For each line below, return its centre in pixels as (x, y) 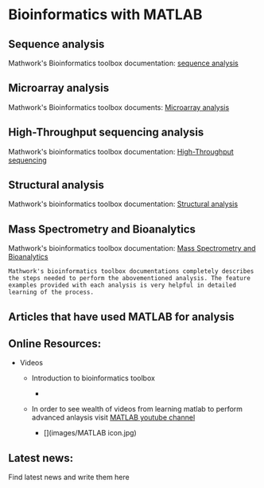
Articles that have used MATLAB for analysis (121, 316)
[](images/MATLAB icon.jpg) (90, 433)
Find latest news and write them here (69, 477)
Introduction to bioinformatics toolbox (93, 378)
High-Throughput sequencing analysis (106, 133)
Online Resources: (55, 344)
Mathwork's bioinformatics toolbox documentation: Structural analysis (123, 204)
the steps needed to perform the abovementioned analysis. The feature (129, 279)
